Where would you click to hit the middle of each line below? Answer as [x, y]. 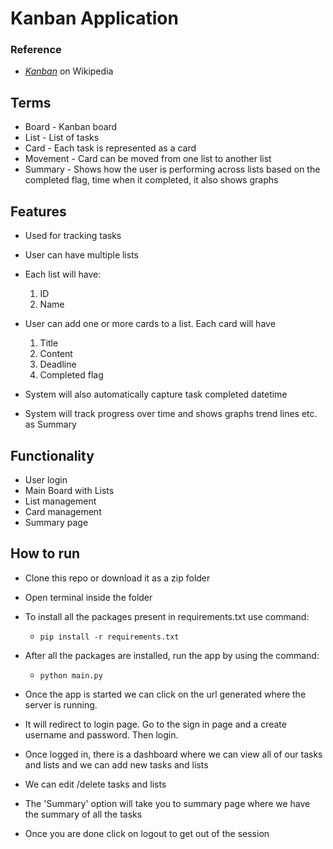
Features [38, 211]
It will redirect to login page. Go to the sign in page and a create [155, 724]
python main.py [71, 675]
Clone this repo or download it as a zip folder [117, 578]
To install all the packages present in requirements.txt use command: [167, 616]
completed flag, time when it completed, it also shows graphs [151, 180]
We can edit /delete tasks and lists [95, 784]
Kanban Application [94, 18]
